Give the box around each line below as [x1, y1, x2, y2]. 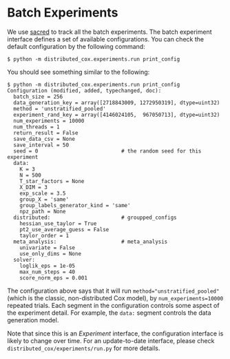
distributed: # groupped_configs [13, 214, 177, 221]
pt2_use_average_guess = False [19, 226, 109, 233]
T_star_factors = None [19, 177, 85, 184]
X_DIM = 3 [19, 184, 48, 191]
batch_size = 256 [13, 93, 63, 100]
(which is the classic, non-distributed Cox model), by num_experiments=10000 [7, 293, 224, 302]
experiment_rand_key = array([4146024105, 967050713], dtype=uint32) [13, 111, 220, 118]
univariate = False [19, 244, 76, 251]
